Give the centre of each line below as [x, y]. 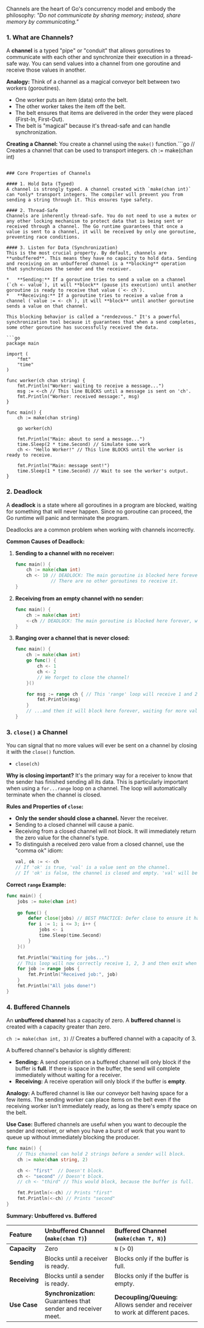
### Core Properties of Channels [49, 173]
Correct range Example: [36, 885]
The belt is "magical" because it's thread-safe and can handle [93, 126]
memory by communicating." [42, 22]
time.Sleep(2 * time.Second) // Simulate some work [84, 445]
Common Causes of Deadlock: [46, 541]
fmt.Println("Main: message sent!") [64, 466]
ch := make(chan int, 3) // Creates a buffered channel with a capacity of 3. [101, 1039]
